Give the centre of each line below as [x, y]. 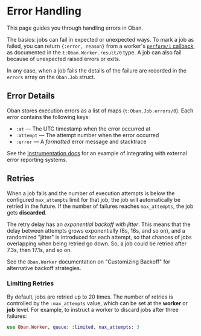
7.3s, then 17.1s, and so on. [39, 250]
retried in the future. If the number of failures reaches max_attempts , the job [100, 206]
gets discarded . [27, 212]
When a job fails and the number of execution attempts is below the [91, 193]
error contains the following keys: [48, 117]
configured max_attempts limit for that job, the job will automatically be [94, 199]
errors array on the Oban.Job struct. [51, 77]
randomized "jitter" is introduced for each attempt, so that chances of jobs [99, 237]
